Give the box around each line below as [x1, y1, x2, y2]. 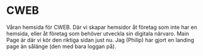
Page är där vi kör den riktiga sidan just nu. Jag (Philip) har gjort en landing [6, 36, 194, 43]
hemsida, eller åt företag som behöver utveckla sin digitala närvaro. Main [6, 30, 190, 37]
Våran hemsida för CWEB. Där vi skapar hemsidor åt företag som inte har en [6, 23, 198, 31]
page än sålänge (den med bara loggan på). [6, 43, 116, 50]
